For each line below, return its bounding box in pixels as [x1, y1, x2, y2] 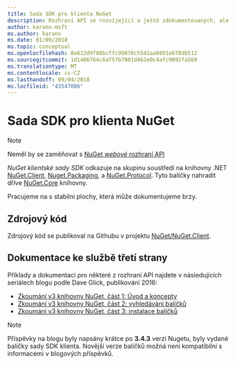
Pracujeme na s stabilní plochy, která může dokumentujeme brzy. [7, 192, 197, 201]
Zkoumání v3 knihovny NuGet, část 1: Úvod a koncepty [17, 292, 178, 300]
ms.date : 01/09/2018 [7, 37, 69, 44]
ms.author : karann [7, 30, 61, 37]
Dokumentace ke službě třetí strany [7, 252, 168, 264]
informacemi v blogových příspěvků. [7, 349, 114, 357]
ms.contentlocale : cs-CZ [7, 69, 81, 76]
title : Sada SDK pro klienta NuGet [7, 10, 112, 18]
